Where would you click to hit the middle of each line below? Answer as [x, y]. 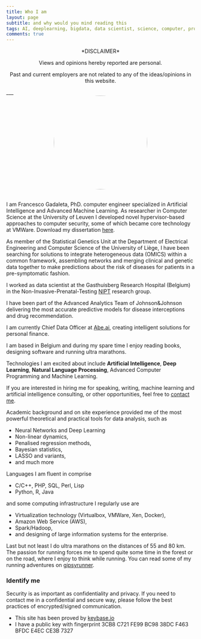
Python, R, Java [34, 492]
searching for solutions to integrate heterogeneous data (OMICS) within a [97, 254]
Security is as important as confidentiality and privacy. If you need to [91, 594]
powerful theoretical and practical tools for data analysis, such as [87, 419]
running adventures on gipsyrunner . [50, 565]
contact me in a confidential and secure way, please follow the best [89, 600]
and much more [34, 462]
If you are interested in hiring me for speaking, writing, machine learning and [100, 388]
